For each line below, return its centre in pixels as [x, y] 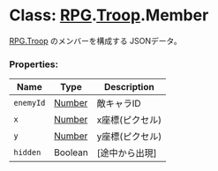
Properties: [34, 64]
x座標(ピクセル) [129, 120]
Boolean [71, 152]
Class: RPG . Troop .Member [109, 15]
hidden [27, 152]
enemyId [30, 103]
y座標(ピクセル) [129, 137]
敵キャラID [119, 104]
